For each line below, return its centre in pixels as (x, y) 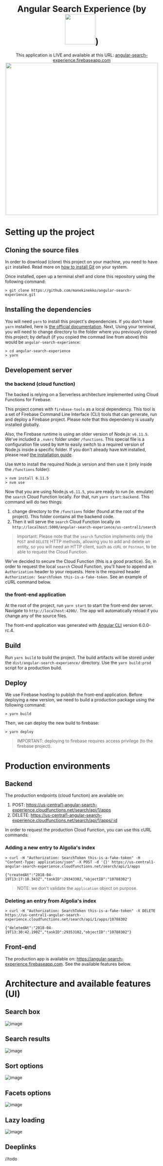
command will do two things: (34, 502)
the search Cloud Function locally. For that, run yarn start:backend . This (77, 497)
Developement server (39, 370)
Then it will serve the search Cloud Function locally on (66, 522)
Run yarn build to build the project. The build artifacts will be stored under (80, 657)
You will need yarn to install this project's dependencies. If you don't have (79, 321)
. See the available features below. (97, 964)
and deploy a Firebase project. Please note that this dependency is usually (80, 419)
